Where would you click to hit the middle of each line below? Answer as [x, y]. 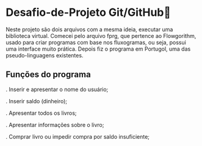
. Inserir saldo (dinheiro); [37, 101]
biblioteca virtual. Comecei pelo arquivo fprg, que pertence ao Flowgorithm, [101, 35]
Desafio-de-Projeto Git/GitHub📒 [88, 13]
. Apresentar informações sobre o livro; [55, 125]
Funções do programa [48, 75]
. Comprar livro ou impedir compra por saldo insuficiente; [78, 136]
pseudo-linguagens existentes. [45, 55]
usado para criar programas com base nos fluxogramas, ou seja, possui [96, 42]
